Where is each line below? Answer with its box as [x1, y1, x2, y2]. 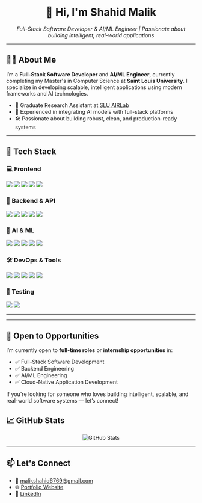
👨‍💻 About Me [6, 55, 57, 65]
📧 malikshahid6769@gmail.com [14, 477, 93, 484]
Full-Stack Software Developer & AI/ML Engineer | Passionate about [16, 25, 186, 32]
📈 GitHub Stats [6, 415, 65, 425]
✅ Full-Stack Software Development [14, 358, 105, 366]
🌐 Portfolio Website [14, 484, 64, 491]
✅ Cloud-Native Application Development [14, 378, 118, 386]
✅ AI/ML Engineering [14, 372, 67, 379]
